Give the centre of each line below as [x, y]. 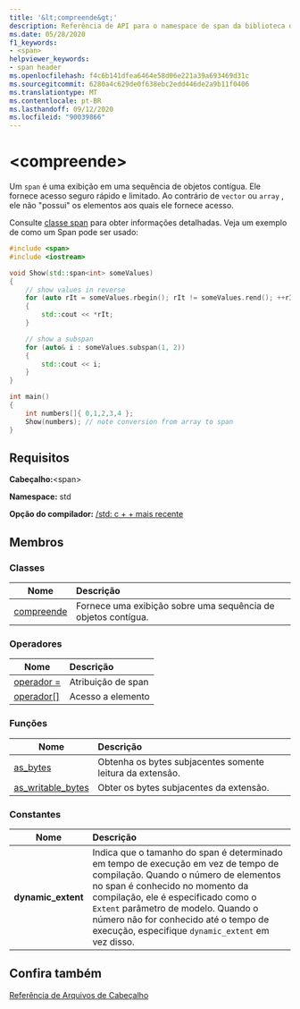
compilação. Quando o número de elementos [187, 875]
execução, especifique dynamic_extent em [181, 930]
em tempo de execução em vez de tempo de [186, 863]
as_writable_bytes [51, 787]
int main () [29, 397]
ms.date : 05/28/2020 [48, 34]
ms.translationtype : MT [54, 92]
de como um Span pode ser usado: [74, 233]
